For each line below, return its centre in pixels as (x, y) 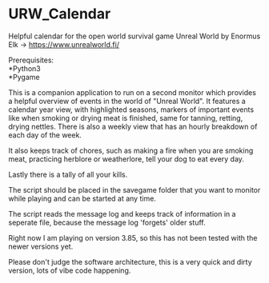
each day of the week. (45, 135)
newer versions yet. (41, 246)
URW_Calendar (60, 14)
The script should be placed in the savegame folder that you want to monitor (134, 189)
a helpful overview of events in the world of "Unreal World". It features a (127, 101)
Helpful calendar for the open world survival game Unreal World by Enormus (134, 36)
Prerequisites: (31, 60)
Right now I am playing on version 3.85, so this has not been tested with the (133, 237)
